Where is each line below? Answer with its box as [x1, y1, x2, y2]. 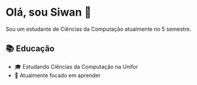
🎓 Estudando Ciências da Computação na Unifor [14, 63, 138, 70]
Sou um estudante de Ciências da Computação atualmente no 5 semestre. [5, 25, 192, 33]
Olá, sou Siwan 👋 [5, 5, 92, 19]
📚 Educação [5, 43, 55, 54]
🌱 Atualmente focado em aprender [14, 72, 101, 79]
